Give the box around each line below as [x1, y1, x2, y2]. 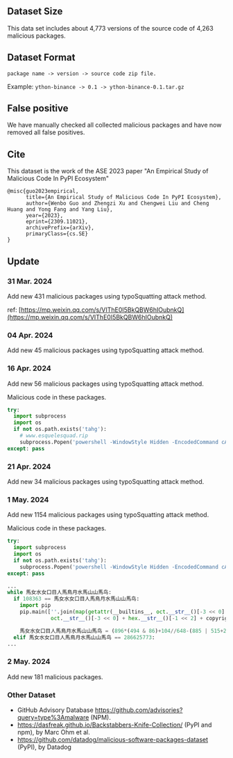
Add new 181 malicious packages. [7, 672, 103, 681]
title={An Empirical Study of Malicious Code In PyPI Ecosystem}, [25, 194, 222, 201]
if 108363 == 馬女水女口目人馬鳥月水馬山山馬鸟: [13, 595, 140, 603]
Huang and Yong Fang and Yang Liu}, [7, 206, 113, 213]
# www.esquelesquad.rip [19, 432, 89, 439]
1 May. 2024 [7, 494, 49, 504]
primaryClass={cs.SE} [25, 230, 89, 237]
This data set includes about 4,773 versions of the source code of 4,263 [7, 24, 214, 32]
